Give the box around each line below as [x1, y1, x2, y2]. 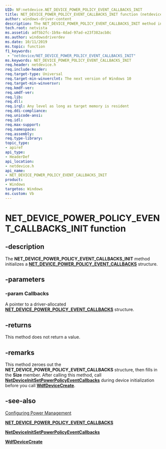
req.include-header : [5, 67, 48, 72]
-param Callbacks [5, 290, 49, 297]
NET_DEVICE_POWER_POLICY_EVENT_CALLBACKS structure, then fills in [5, 366, 158, 372]
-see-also [5, 397, 36, 405]
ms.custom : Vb [5, 191, 35, 196]
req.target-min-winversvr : [5, 81, 61, 86]
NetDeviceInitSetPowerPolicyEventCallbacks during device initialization [5, 377, 155, 383]
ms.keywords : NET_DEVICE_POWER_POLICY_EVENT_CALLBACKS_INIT [5, 58, 132, 63]
